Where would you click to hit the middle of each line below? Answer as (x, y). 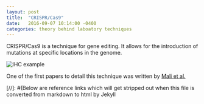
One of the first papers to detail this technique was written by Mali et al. (96, 76)
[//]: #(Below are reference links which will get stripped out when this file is (100, 88)
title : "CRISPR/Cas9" (35, 18)
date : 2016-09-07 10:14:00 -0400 (51, 23)
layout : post (23, 12)
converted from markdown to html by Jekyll (61, 94)
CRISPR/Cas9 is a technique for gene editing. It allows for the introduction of (102, 46)
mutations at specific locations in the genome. (64, 53)
